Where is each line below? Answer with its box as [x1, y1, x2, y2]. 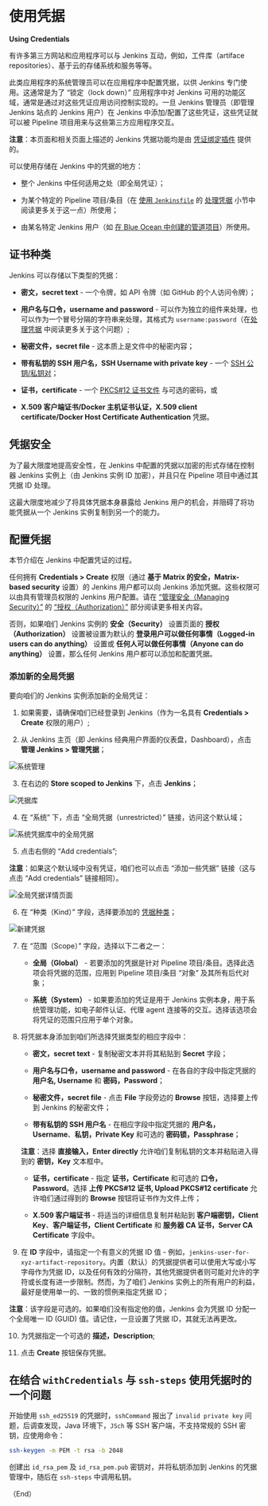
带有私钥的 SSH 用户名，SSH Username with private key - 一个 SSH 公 [20, 358, 254, 368]
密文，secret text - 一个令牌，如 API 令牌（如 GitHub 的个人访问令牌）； [20, 287, 256, 297]
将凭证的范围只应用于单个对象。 [32, 1015, 138, 1024]
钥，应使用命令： [9, 1431, 65, 1441]
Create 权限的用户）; [20, 717, 90, 727]
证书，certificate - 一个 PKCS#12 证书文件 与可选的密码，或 [20, 384, 218, 395]
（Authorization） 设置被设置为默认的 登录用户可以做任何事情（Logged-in [9, 629, 255, 639]
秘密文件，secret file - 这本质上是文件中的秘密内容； [20, 341, 195, 351]
